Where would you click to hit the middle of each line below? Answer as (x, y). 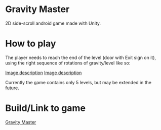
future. (12, 88)
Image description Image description (44, 73)
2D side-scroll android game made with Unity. (53, 23)
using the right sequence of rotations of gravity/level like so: (68, 63)
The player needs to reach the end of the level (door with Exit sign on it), (80, 57)
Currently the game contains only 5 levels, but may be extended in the (78, 82)
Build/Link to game (46, 108)
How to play (31, 44)
